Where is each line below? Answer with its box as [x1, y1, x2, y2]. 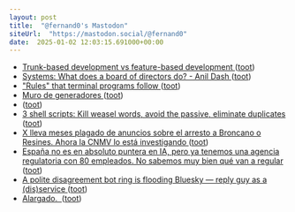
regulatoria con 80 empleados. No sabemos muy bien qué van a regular [21, 155, 284, 166]
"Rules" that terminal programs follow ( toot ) [21, 80, 181, 91]
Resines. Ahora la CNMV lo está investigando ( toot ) [21, 137, 209, 148]
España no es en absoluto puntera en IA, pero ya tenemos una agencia [21, 147, 280, 157]
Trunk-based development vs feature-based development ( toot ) [21, 62, 255, 72]
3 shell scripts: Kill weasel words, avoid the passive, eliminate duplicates [21, 109, 286, 119]
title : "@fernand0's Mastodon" [9, 21, 128, 30]
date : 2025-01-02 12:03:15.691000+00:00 [9, 37, 164, 47]
